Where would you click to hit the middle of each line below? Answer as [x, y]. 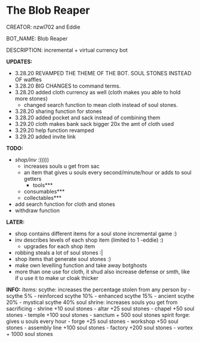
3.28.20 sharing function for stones [59, 111]
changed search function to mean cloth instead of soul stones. [101, 104]
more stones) [31, 98]
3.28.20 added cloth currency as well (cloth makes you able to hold [98, 92]
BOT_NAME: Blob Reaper [37, 38]
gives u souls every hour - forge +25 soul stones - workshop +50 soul [92, 321]
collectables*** [42, 198]
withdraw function [37, 210]
